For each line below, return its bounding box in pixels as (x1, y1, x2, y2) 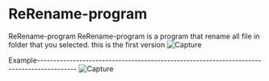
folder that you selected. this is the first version (8, 39, 166, 49)
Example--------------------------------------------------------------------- (8, 55, 262, 65)
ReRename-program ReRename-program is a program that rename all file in (8, 31, 260, 41)
